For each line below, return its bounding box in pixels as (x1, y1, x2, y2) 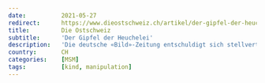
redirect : (8, 19, 41, 27)
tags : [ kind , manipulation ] (8, 63, 132, 71)
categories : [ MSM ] (8, 56, 80, 64)
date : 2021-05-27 (8, 11, 97, 20)
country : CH (8, 48, 69, 56)
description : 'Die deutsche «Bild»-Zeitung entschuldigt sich (8, 41, 224, 49)
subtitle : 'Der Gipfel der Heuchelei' (8, 33, 154, 42)
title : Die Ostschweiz (8, 26, 111, 34)
